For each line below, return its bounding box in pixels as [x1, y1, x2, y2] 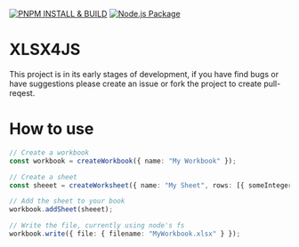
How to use [9, 119, 94, 139]
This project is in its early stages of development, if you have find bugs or [9, 68, 279, 79]
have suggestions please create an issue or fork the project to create [9, 78, 263, 89]
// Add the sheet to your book [9, 196, 125, 206]
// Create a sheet [9, 172, 77, 181]
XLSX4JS [9, 40, 81, 60]
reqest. [9, 87, 36, 98]
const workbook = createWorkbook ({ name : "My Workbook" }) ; [9, 156, 238, 165]
